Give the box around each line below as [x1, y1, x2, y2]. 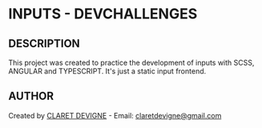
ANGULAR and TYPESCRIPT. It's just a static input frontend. [8, 66, 207, 76]
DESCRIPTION [8, 37, 80, 50]
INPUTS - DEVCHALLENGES [8, 5, 198, 23]
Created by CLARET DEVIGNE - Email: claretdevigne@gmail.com [8, 110, 222, 120]
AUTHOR [8, 90, 54, 103]
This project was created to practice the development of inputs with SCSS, [8, 58, 255, 67]
